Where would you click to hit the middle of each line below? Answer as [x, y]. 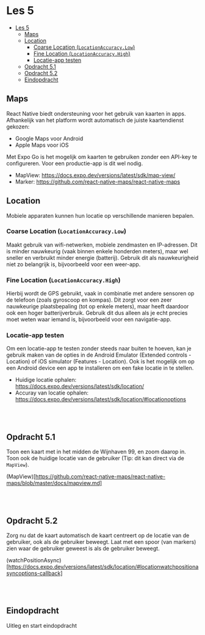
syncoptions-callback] [34, 573]
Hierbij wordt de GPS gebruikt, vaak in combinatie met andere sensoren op [100, 294]
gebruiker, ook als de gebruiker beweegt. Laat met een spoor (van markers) [101, 542]
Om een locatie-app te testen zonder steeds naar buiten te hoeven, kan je [99, 349]
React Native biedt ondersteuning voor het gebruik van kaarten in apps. [96, 113]
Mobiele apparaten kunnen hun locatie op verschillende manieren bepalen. [100, 215]
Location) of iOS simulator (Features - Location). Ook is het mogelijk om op [101, 362]
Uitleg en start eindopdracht [42, 625]
